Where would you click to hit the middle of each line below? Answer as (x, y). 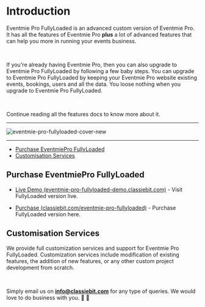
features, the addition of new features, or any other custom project (90, 261)
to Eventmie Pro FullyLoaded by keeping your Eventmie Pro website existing (102, 77)
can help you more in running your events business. (71, 41)
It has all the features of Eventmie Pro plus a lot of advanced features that (99, 34)
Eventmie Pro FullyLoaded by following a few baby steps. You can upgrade (100, 71)
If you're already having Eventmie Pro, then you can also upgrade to (92, 65)
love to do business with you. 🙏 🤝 (48, 297)
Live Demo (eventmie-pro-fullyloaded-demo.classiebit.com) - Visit (99, 189)
